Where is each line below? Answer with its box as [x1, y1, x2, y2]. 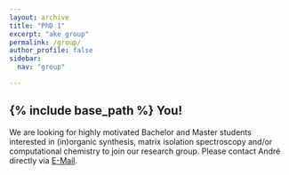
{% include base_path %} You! [9, 103, 183, 118]
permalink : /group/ [9, 37, 82, 47]
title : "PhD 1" [9, 21, 66, 30]
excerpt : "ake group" [9, 29, 90, 38]
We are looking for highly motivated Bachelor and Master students [9, 126, 252, 138]
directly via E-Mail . [9, 155, 78, 165]
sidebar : [9, 54, 42, 63]
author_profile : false [9, 46, 93, 55]
